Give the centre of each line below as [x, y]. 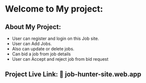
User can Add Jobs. [32, 44]
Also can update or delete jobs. [43, 49]
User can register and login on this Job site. [55, 38]
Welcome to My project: [54, 9]
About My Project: [33, 27]
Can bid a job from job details [41, 54]
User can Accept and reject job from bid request [60, 59]
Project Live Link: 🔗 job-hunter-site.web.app [73, 75]
